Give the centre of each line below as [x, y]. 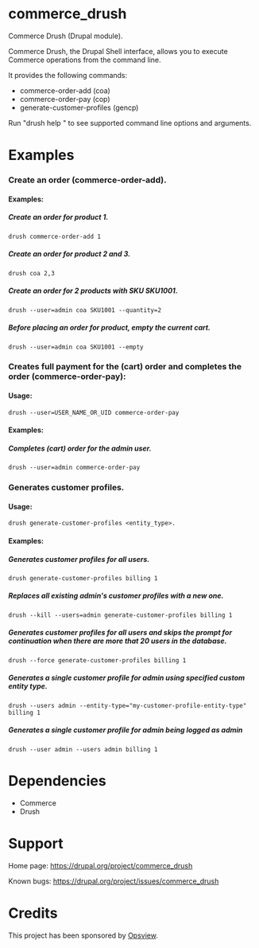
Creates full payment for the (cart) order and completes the [125, 367]
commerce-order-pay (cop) [65, 99]
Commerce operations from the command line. [85, 60]
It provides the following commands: [68, 75]
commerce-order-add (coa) [65, 90]
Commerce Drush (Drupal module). [66, 36]
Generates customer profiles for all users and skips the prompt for [120, 633]
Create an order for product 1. [58, 217]
